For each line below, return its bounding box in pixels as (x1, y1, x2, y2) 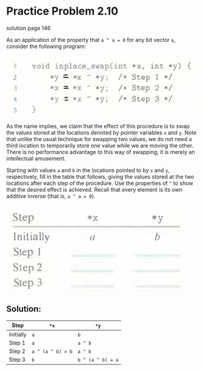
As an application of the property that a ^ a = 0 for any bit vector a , (6, 36, 176, 43)
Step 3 (8, 356, 25, 363)
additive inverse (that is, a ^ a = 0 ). (6, 193, 96, 200)
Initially (8, 330, 27, 338)
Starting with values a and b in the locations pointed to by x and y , (6, 167, 170, 174)
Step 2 (8, 348, 25, 355)
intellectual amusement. (6, 155, 66, 162)
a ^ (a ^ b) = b (31, 348, 73, 355)
